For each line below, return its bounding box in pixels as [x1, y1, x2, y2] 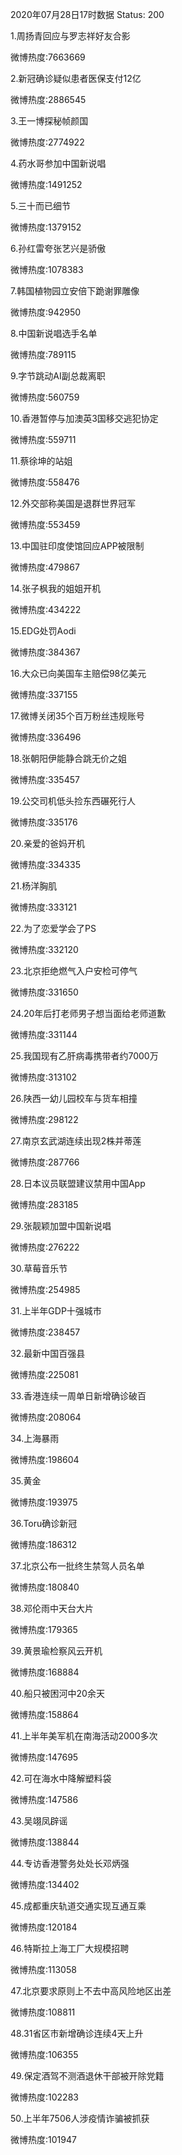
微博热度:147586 [10, 1794, 79, 1805]
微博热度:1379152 [10, 221, 82, 233]
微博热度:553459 [10, 519, 81, 530]
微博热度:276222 [10, 1241, 80, 1253]
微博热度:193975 [10, 1496, 78, 1508]
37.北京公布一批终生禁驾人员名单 [10, 1560, 145, 1572]
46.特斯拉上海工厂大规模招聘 [10, 1943, 130, 1954]
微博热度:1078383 [10, 264, 84, 275]
